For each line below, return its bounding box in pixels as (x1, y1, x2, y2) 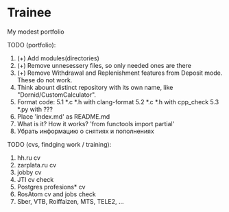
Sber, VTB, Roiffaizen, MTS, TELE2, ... (16, 197, 125, 205)
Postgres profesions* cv (16, 182, 86, 191)
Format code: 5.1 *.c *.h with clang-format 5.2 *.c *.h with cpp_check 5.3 (16, 97, 219, 106)
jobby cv (16, 168, 42, 176)
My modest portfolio (7, 27, 64, 36)
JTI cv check (16, 175, 54, 183)
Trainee (7, 5, 51, 21)
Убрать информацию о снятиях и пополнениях (16, 127, 154, 135)
